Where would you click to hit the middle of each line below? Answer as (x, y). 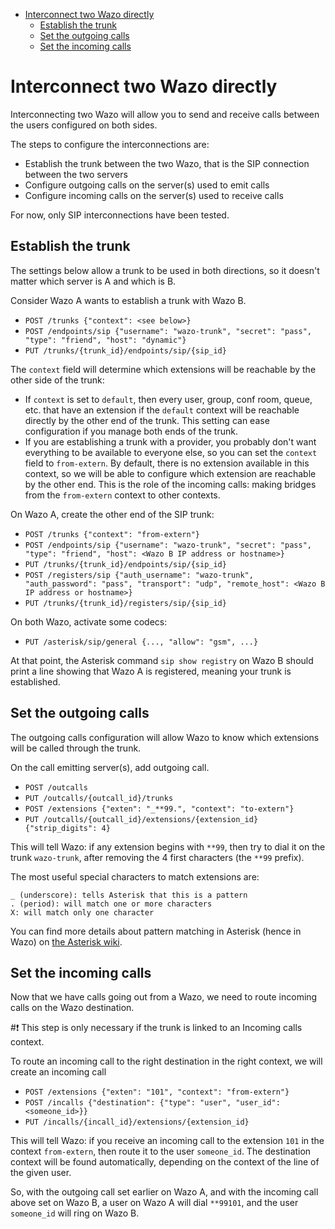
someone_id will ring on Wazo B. (75, 1213)
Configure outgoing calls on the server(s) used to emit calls (147, 185)
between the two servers (76, 174)
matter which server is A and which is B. (93, 281)
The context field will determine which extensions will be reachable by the (163, 369)
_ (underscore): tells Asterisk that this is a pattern (129, 895)
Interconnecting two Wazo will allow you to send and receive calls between (165, 114)
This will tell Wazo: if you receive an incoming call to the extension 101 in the (167, 1141)
